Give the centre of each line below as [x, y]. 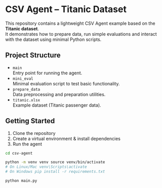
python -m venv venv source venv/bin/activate [55, 162]
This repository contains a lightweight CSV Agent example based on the [80, 23]
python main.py [21, 181]
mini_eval [23, 79]
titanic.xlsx [26, 100]
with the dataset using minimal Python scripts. [53, 39]
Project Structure [33, 55]
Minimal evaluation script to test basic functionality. [66, 83]
